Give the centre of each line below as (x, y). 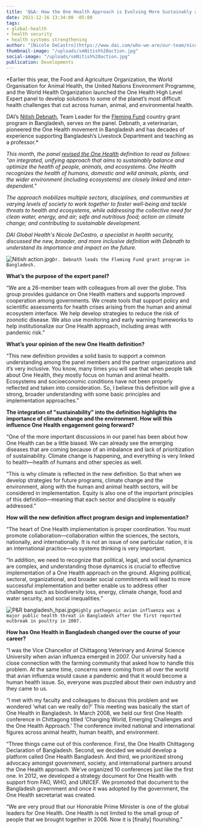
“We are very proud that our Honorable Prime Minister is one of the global (98, 806)
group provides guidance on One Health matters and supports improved (96, 294)
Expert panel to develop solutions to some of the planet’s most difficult (94, 98)
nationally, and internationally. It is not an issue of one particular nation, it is (99, 541)
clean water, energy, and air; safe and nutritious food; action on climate (95, 217)
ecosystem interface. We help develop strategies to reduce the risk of (93, 313)
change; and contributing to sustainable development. (74, 223)
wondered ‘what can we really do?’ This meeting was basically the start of (98, 706)
